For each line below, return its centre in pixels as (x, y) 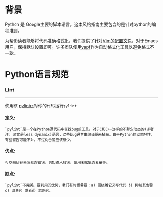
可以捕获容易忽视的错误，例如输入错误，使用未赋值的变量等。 (57, 162)
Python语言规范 (37, 75)
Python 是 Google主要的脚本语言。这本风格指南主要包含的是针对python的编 (81, 24)
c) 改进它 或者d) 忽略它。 (29, 191)
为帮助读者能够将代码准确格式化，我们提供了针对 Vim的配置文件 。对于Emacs (81, 41)
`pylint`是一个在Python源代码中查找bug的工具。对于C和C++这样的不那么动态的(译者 (80, 129)
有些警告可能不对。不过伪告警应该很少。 (39, 140)
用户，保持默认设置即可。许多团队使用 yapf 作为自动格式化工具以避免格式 (78, 47)
